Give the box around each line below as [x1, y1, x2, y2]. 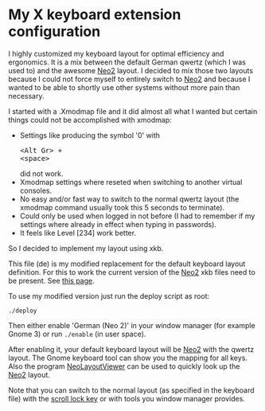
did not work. [19, 169, 64, 178]
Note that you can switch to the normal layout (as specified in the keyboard [8, 385, 255, 395]
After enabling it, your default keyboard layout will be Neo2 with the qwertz [8, 344, 255, 354]
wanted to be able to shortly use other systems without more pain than [8, 82, 240, 92]
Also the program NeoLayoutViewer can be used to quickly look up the [8, 361, 240, 371]
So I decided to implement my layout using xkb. [8, 243, 164, 252]
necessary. [8, 91, 45, 100]
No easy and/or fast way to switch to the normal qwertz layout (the [19, 194, 240, 204]
